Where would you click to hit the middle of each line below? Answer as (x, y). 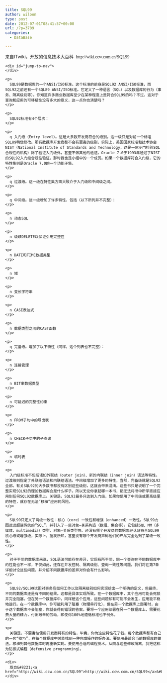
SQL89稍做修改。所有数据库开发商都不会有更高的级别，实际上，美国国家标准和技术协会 (81, 142)
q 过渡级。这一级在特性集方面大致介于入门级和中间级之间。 (62, 182)
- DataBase (21, 38)
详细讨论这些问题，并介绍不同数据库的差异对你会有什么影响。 (59, 570)
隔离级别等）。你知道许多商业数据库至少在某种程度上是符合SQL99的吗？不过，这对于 (85, 95)
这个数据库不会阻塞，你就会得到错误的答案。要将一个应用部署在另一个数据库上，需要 (83, 609)
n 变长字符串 (21, 292)
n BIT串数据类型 (25, 384)
